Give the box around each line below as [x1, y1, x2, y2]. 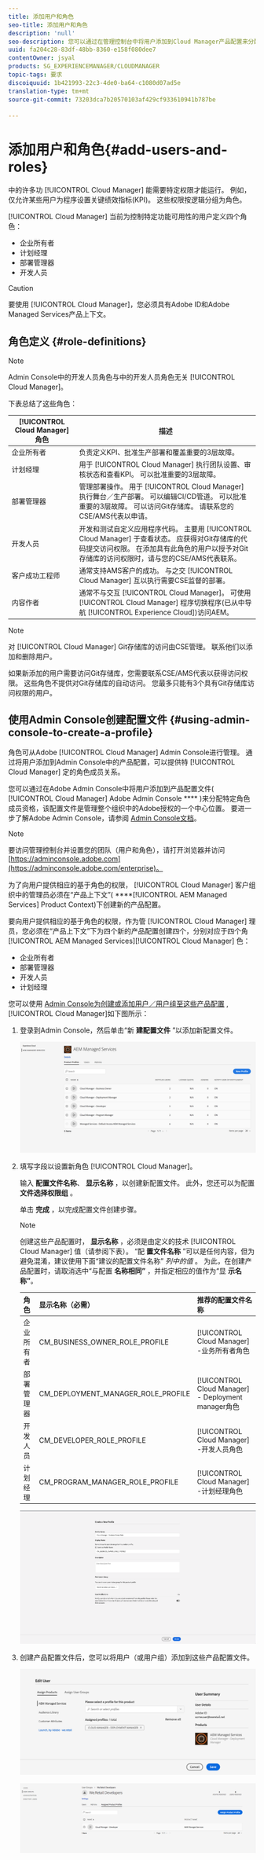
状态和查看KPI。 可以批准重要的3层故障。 [86, 470, 221, 479]
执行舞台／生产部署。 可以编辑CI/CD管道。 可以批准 [79, 492, 247, 501]
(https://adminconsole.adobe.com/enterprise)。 [8, 864, 163, 873]
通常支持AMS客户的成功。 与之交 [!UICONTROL [79, 566, 233, 575]
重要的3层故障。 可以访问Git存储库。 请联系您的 [79, 501, 234, 511]
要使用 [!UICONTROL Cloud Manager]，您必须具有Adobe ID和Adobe [8, 299, 230, 310]
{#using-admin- [169, 713, 250, 726]
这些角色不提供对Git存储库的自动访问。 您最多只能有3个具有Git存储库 [23, 678, 248, 688]
